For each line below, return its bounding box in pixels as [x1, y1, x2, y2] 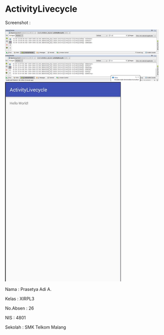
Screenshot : [5, 20, 31, 25]
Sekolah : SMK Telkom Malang [5, 324, 66, 330]
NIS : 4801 [5, 315, 26, 321]
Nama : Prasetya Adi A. [5, 287, 52, 292]
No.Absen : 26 [5, 305, 34, 311]
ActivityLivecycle [5, 3, 78, 15]
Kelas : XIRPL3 [5, 296, 35, 302]
